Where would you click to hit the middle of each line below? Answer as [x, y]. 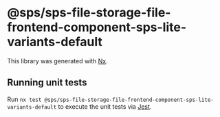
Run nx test [24, 99]
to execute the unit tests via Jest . [105, 106]
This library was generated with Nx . [57, 61]
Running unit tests [47, 83]
